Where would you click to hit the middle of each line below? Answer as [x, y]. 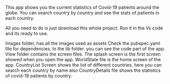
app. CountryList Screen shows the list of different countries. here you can [83, 65]
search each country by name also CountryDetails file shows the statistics [83, 70]
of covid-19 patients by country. [39, 76]
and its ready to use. [27, 33]
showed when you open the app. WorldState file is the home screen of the [83, 60]
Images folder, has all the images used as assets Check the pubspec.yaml [83, 43]
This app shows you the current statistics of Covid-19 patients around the [82, 7]
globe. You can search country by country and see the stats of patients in [82, 13]
